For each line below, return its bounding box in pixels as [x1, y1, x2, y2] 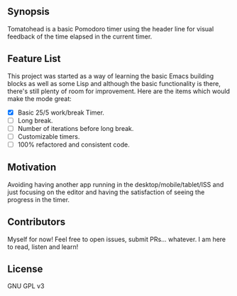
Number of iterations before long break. [17, 124, 134, 132]
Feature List [7, 53, 61, 65]
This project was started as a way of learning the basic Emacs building [7, 71, 214, 80]
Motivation [7, 162, 57, 174]
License [7, 263, 43, 275]
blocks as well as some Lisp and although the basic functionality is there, [7, 79, 221, 88]
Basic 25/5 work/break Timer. [17, 108, 105, 117]
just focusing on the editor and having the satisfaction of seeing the [7, 188, 205, 196]
